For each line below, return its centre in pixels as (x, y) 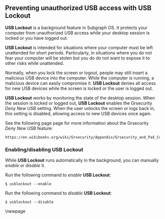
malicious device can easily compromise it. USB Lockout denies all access (81, 83)
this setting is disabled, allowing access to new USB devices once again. (79, 113)
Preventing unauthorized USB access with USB (78, 8)
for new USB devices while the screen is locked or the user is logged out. (79, 88)
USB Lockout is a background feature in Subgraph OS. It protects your (76, 27)
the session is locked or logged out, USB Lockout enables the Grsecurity (79, 103)
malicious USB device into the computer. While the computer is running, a (80, 78)
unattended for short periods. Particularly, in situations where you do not (79, 53)
